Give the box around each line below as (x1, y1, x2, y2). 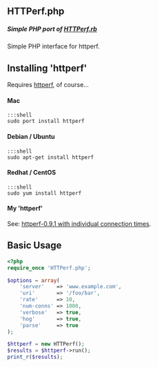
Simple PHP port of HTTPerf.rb (7, 24, 98, 33)
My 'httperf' (7, 204, 43, 213)
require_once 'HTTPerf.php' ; (7, 264, 91, 272)
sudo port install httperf (7, 117, 85, 125)
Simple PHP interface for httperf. (7, 42, 100, 50)
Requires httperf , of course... (7, 81, 89, 89)
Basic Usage (7, 240, 62, 252)
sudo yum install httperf (7, 189, 81, 196)
